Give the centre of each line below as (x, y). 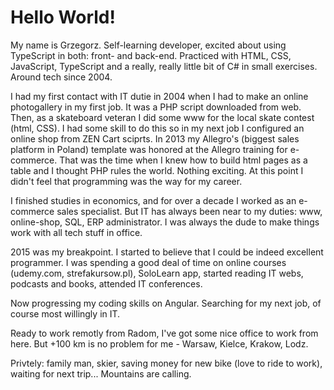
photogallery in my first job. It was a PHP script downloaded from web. (156, 107)
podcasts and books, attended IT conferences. (106, 283)
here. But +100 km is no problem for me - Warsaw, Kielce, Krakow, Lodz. (159, 343)
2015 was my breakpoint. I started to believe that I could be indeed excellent (167, 252)
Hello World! (63, 17)
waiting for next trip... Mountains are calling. (101, 373)
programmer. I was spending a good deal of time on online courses (148, 262)
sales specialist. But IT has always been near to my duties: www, (189, 211)
